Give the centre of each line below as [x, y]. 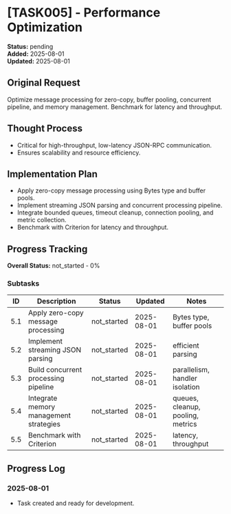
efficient [186, 346]
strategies [44, 424]
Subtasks [23, 284]
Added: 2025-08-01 [36, 54]
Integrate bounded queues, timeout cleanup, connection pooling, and [115, 212]
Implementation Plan [53, 174]
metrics [185, 424]
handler [185, 379]
